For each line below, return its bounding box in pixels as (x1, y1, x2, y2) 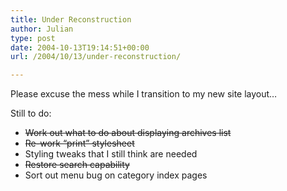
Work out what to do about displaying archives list (24, 127, 232, 139)
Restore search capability (24, 159, 130, 171)
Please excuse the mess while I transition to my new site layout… (10, 88, 278, 100)
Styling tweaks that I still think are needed (24, 148, 198, 160)
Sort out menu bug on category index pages (24, 169, 208, 181)
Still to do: (10, 107, 52, 120)
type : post (10, 33, 56, 43)
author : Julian (10, 24, 74, 34)
